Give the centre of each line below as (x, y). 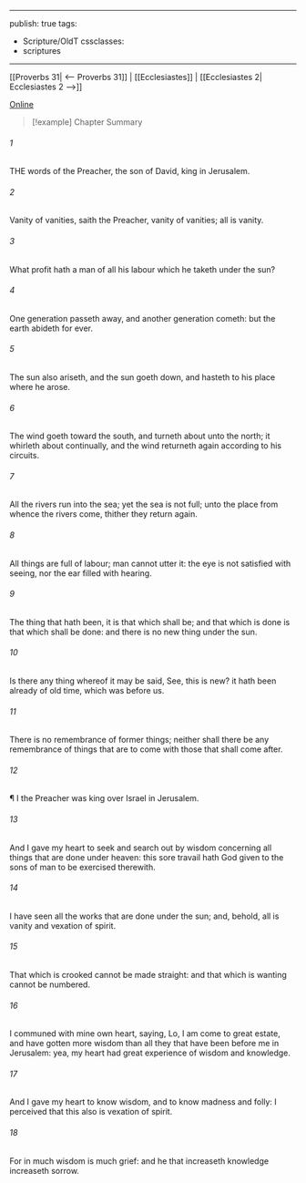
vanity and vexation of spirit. (63, 925)
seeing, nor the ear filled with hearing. (81, 573)
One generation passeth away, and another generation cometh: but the (143, 318)
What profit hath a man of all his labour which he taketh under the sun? (143, 269)
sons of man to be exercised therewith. (83, 867)
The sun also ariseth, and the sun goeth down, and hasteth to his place (143, 377)
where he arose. (40, 387)
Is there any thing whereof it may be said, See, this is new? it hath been (143, 681)
